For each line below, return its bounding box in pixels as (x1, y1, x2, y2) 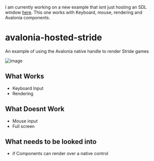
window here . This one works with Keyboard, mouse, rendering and (5, 9, 143, 15)
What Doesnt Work (5, 105, 65, 113)
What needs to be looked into (5, 137, 97, 146)
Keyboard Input (12, 85, 44, 91)
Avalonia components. (5, 15, 50, 20)
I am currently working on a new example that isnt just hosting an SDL (5, 4, 147, 10)
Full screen (12, 123, 35, 129)
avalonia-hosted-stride (5, 32, 102, 43)
